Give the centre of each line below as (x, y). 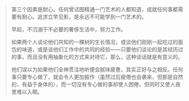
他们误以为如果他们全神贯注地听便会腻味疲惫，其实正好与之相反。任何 (97, 70)
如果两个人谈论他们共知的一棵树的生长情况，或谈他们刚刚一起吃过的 (94, 42)
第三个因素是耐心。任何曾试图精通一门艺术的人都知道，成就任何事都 (94, 9)
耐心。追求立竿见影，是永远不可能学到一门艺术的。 (84, 17)
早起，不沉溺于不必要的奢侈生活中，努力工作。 (68, 29)
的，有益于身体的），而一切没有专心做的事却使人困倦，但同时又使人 (93, 84)
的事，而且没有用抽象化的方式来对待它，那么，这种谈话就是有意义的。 (97, 57)
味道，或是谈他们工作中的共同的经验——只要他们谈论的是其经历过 (103, 49)
